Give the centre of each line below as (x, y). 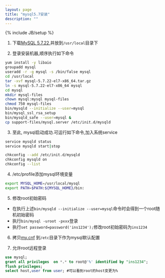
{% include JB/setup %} (29, 33)
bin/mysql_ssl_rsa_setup (30, 113)
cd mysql (14, 90)
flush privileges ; (24, 266)
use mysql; (16, 257)
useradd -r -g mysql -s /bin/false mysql (48, 72)
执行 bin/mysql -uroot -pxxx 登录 (45, 221)
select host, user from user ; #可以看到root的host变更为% (62, 271)
